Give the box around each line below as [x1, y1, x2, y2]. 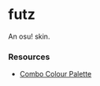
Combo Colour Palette [19, 69, 92, 79]
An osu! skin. [8, 32, 50, 41]
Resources [8, 51, 50, 62]
